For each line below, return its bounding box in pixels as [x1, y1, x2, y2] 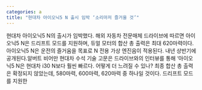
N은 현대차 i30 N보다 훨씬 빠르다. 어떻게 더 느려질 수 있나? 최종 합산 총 [16, 62, 183, 69]
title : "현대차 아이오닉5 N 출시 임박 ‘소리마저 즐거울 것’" [6, 14, 140, 21]
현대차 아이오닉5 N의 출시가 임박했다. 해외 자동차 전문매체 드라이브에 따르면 [6, 31, 184, 39]
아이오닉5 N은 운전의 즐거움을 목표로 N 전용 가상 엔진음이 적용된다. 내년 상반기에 [6, 47, 197, 54]
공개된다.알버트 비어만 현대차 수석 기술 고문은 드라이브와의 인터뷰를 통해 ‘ [6, 54, 179, 62]
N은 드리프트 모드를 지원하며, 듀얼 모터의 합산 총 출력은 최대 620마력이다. [21, 39, 194, 47]
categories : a [6, 8, 42, 15]
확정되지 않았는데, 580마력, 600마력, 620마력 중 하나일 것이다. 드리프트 [12, 69, 183, 77]
